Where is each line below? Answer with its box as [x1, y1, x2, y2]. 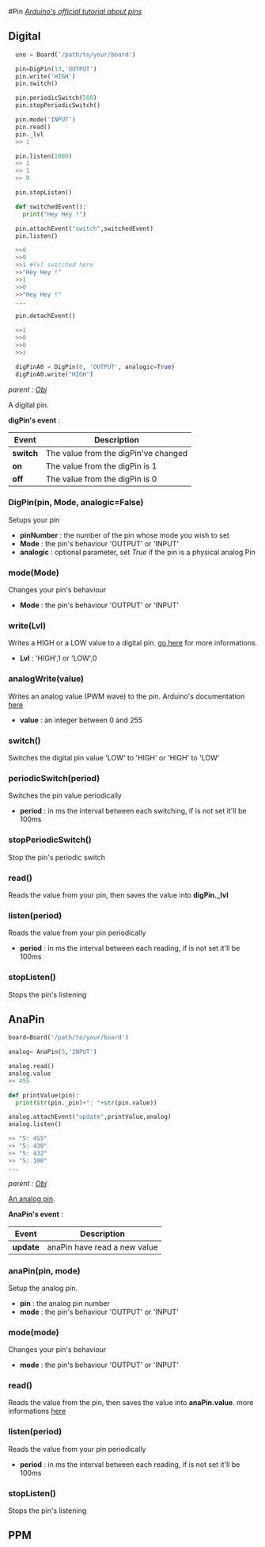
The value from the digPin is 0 [45, 473, 157, 484]
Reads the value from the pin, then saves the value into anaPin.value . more [8, 1398, 254, 1407]
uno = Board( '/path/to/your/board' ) [15, 51, 136, 59]
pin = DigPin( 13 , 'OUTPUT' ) [15, 65, 97, 73]
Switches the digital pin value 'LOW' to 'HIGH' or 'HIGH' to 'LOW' [8, 753, 220, 763]
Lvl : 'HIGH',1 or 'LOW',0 [19, 653, 97, 663]
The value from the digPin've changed [45, 447, 188, 458]
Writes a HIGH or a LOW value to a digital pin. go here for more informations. [8, 638, 258, 648]
